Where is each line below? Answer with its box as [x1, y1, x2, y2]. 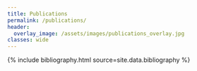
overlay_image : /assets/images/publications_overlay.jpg [13, 30, 185, 37]
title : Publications [7, 10, 68, 18]
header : [7, 23, 30, 30]
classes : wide [7, 37, 49, 44]
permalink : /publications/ [7, 17, 87, 24]
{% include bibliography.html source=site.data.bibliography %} [7, 56, 191, 64]
